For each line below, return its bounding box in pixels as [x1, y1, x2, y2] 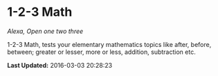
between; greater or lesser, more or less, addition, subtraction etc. [7, 48, 196, 56]
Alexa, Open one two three [7, 27, 84, 35]
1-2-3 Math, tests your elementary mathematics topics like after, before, [7, 40, 212, 48]
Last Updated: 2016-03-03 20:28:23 [7, 61, 113, 69]
